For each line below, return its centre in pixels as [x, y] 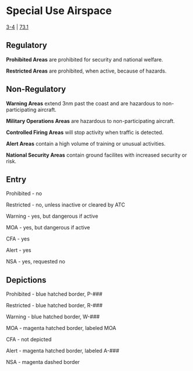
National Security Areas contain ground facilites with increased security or [96, 155]
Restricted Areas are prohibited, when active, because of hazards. [87, 71]
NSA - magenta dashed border [43, 362]
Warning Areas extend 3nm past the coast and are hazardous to [84, 103]
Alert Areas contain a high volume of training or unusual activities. [86, 143]
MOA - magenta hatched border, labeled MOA [61, 328]
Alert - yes [19, 250]
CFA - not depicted [29, 339]
